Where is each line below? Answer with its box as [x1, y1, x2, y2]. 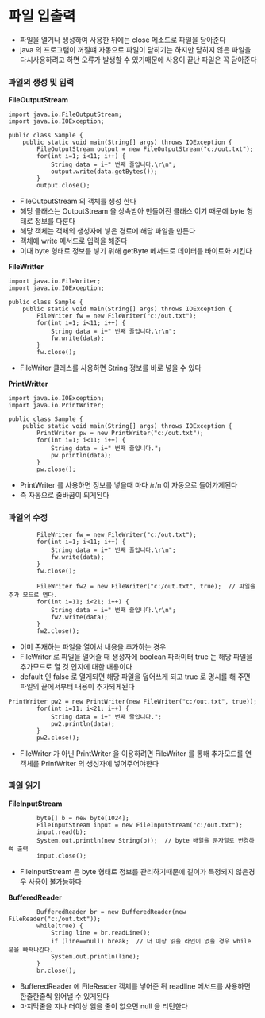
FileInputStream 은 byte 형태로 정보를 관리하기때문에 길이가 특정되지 [19, 866, 234, 876]
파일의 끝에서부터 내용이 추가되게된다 [19, 681, 135, 691]
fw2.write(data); [50, 613, 109, 621]
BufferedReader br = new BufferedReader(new [36, 908, 186, 916]
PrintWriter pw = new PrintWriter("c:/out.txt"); [36, 430, 204, 438]
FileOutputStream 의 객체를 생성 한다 [19, 196, 136, 206]
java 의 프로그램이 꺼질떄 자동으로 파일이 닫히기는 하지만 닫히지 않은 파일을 [19, 44, 252, 54]
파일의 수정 [8, 512, 48, 523]
